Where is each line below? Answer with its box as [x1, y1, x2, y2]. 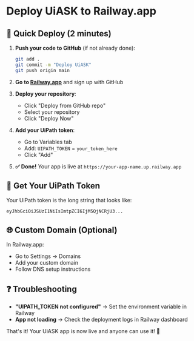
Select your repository [24, 108, 80, 116]
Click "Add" [24, 151, 53, 158]
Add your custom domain [15, 259, 79, 267]
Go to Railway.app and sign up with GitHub [15, 78, 124, 85]
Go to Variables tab [24, 138, 73, 145]
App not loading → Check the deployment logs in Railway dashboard [15, 316, 188, 323]
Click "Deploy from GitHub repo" [24, 102, 106, 109]
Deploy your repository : [15, 90, 77, 98]
